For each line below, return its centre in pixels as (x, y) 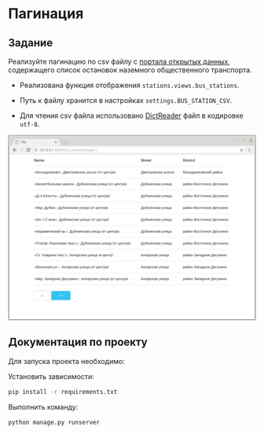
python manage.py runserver (54, 422)
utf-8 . (29, 124)
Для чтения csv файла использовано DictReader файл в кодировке (131, 116)
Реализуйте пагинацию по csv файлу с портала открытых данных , (119, 61)
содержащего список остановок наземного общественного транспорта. (130, 70)
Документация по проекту (78, 342)
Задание (31, 43)
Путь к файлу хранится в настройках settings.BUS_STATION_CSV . (126, 100)
